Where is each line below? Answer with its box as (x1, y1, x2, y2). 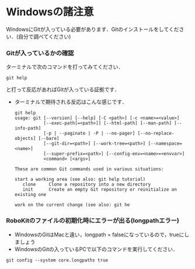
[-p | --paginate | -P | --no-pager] (43, 131, 135, 137)
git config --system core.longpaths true (6, 257, 109, 263)
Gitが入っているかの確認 (6, 49, 74, 57)
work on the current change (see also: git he (14, 202, 130, 208)
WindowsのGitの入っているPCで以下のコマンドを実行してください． (14, 246, 178, 253)
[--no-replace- (137, 131, 175, 137)
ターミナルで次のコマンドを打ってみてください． (6, 64, 124, 71)
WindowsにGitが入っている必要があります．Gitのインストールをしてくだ (6, 26, 179, 33)
